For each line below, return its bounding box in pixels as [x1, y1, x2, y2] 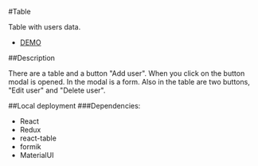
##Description [8, 53, 56, 62]
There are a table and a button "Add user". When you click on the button [8, 69, 245, 78]
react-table [19, 133, 57, 143]
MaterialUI [19, 151, 54, 160]
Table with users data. [8, 22, 81, 31]
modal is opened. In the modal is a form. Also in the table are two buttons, [8, 77, 251, 86]
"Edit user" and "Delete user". [8, 85, 106, 95]
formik [19, 142, 41, 151]
